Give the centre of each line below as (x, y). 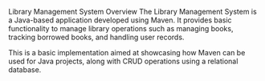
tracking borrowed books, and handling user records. (96, 37)
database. (25, 70)
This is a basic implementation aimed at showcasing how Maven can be (127, 53)
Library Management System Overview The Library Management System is (132, 12)
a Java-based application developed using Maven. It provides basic (120, 20)
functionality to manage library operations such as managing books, (121, 28)
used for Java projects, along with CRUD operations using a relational (123, 61)
